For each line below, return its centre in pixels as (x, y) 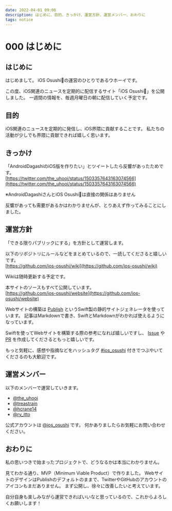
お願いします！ (25, 503)
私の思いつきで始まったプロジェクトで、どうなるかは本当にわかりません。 (84, 462)
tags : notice (19, 19)
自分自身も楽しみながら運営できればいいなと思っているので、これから (79, 497)
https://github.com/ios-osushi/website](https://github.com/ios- (73, 293)
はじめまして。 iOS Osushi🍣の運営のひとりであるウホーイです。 (73, 81)
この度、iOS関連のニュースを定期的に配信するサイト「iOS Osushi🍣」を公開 (85, 91)
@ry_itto (22, 414)
